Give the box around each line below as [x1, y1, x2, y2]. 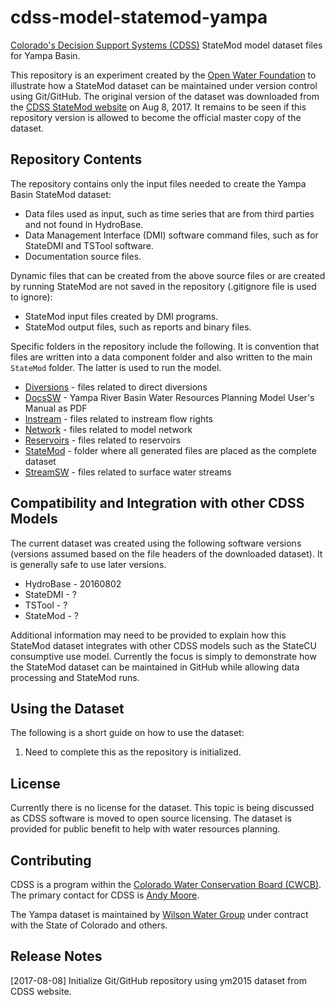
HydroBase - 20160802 [24, 577, 122, 590]
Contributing [10, 852, 92, 869]
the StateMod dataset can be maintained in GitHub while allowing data [10, 661, 300, 673]
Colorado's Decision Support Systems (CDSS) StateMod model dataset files [10, 39, 323, 51]
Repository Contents [10, 151, 143, 168]
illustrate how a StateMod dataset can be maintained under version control [10, 79, 318, 91]
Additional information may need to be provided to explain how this [10, 629, 287, 641]
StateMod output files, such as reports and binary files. [24, 321, 252, 333]
